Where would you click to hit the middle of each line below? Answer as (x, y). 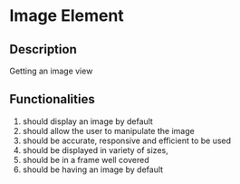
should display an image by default (88, 121)
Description (43, 49)
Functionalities (52, 99)
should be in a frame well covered (86, 160)
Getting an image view (51, 71)
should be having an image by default (93, 169)
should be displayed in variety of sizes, (96, 150)
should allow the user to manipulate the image (108, 131)
